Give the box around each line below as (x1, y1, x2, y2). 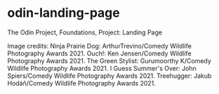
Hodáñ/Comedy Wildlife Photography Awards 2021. (7, 79, 157, 87)
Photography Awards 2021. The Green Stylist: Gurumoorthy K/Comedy (7, 56, 212, 65)
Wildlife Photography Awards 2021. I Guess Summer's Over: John (7, 64, 197, 72)
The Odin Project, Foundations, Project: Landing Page (7, 28, 163, 36)
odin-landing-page (7, 5, 121, 21)
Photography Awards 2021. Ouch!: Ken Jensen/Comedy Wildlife (7, 49, 192, 58)
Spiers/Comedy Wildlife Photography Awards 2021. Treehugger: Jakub (7, 72, 212, 80)
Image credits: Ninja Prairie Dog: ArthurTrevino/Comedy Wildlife (7, 41, 192, 50)
